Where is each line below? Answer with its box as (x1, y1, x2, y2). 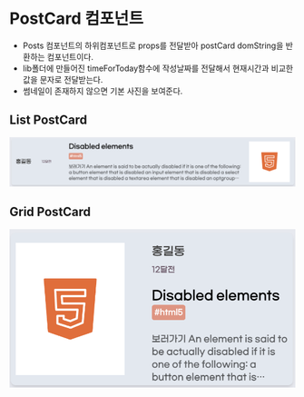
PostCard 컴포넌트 (9, 8, 144, 29)
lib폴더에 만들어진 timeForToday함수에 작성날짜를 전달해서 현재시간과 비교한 (22, 63, 293, 74)
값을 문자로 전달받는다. (22, 74, 103, 84)
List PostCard (9, 113, 88, 128)
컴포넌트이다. (46, 51, 93, 62)
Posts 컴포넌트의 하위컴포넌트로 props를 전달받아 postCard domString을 (22, 40, 284, 51)
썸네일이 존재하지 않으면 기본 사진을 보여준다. (22, 85, 183, 96)
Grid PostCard (9, 204, 92, 220)
